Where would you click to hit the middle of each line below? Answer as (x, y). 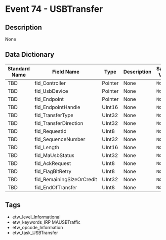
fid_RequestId (50, 131)
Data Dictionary (30, 55)
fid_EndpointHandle (57, 107)
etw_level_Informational (36, 217)
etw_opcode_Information (38, 227)
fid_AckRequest (53, 163)
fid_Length (47, 147)
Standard (19, 69)
